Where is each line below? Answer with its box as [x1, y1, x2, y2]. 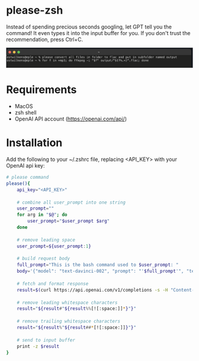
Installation [6, 136, 63, 150]
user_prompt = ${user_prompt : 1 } [17, 243, 92, 249]
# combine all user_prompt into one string [17, 199, 126, 205]
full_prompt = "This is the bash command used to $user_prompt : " [17, 262, 179, 268]
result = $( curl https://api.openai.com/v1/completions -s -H [17, 287, 168, 293]
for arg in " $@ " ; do [17, 212, 68, 218]
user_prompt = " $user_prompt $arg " [27, 218, 110, 224]
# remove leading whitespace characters [17, 299, 118, 306]
